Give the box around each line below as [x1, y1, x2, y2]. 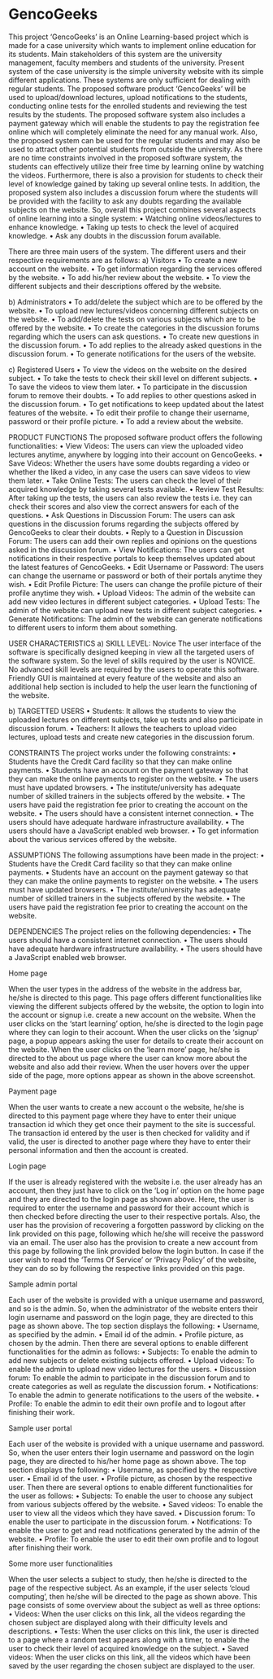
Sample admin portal [8, 1279, 78, 1289]
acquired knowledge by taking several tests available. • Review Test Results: [8, 484, 265, 493]
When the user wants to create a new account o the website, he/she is [8, 1102, 245, 1111]
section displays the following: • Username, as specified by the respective [8, 1465, 258, 1475]
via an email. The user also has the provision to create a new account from [8, 1237, 258, 1247]
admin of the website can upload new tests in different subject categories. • [8, 605, 262, 615]
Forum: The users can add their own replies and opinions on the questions [8, 536, 258, 546]
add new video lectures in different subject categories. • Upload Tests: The [8, 596, 260, 607]
